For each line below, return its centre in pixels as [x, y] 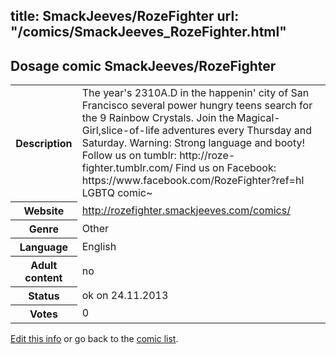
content [43, 277]
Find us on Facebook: [226, 168]
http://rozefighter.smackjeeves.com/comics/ [186, 210]
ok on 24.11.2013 [125, 295]
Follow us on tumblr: [129, 156]
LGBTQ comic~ [117, 193]
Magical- [258, 118]
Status [44, 296]
